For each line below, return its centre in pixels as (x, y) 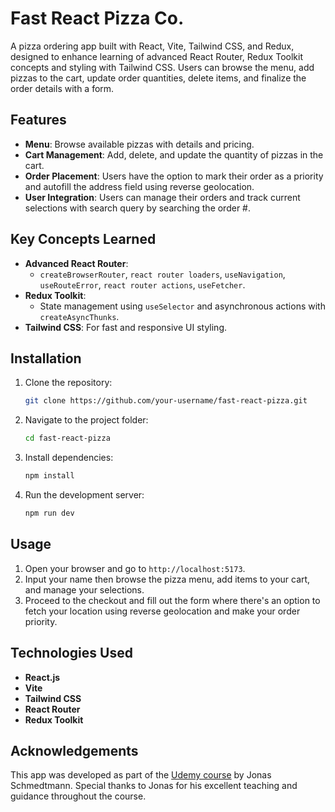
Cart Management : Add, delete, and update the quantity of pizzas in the (174, 154)
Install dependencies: (69, 458)
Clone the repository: (68, 383)
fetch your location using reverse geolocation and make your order (162, 611)
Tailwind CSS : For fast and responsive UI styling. (126, 327)
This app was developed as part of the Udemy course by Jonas (141, 775)
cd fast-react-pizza (67, 438)
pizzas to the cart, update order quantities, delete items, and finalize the (158, 78)
